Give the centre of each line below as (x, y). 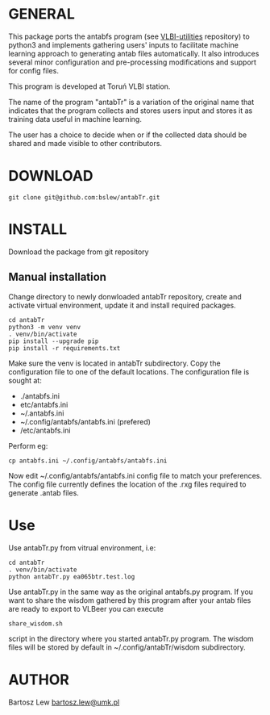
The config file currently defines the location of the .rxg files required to (127, 484)
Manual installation (58, 277)
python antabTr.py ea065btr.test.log (72, 577)
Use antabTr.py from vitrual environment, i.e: (82, 548)
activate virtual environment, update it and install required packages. (122, 305)
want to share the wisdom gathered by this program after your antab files (130, 600)
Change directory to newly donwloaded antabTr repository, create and (125, 296)
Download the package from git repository (79, 252)
